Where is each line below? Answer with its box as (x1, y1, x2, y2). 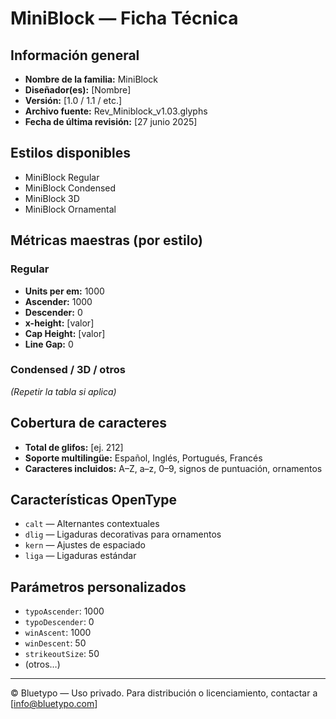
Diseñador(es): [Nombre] (24, 84, 132, 96)
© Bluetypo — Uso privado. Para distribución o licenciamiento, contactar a (10, 687, 318, 699)
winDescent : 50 (24, 637, 87, 649)
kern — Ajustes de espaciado (24, 539, 146, 551)
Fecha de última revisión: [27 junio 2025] (24, 116, 198, 127)
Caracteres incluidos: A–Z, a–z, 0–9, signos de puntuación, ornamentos (24, 462, 323, 474)
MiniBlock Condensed (24, 182, 117, 194)
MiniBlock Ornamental (24, 203, 117, 215)
